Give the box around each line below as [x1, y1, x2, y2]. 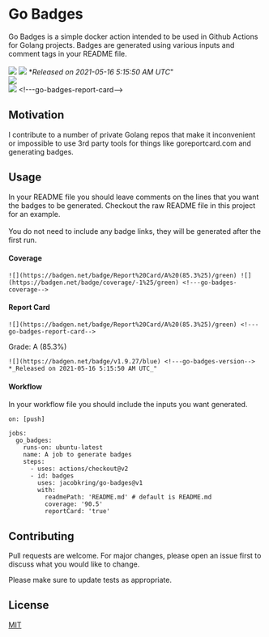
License [8, 598, 49, 612]
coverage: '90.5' [44, 500, 104, 508]
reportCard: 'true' [44, 507, 111, 516]
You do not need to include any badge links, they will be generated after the [8, 226, 262, 236]
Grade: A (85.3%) [8, 342, 67, 351]
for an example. [8, 209, 61, 219]
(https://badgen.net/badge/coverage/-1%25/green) [8, 278, 180, 287]
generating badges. [8, 147, 75, 156]
